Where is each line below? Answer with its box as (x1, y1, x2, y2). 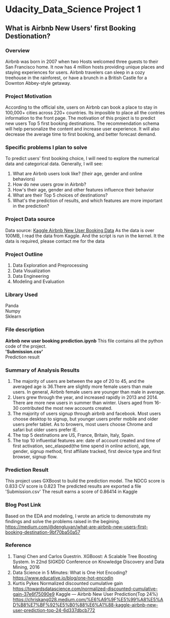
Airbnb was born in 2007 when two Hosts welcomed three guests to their (5, 58, 158, 64)
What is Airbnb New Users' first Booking (5, 24, 136, 32)
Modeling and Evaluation (12, 278, 65, 285)
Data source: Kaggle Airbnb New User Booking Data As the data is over (5, 227, 155, 233)
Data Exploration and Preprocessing (12, 263, 88, 269)
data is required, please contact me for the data (5, 238, 105, 244)
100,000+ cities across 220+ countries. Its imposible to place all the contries (5, 110, 165, 116)
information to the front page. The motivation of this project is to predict (5, 115, 156, 121)
